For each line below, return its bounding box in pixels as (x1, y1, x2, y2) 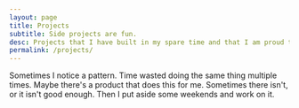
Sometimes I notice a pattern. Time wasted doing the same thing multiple (9, 70, 278, 81)
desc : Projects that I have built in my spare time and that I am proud (9, 37, 285, 47)
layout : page (9, 12, 58, 22)
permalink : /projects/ (9, 46, 93, 55)
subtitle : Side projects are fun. (9, 29, 138, 38)
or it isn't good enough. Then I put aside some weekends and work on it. (9, 89, 275, 100)
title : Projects (9, 21, 69, 30)
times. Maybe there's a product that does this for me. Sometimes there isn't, (9, 80, 288, 90)
